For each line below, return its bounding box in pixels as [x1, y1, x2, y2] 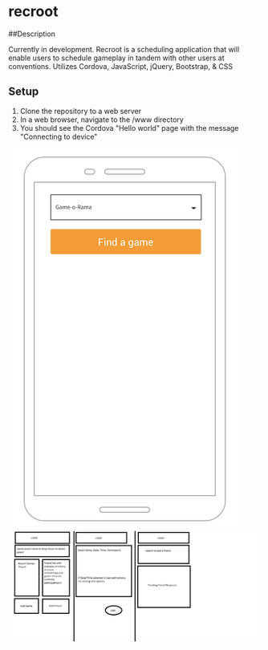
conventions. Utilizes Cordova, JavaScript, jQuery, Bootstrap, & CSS [8, 61, 233, 71]
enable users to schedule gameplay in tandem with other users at [8, 53, 225, 63]
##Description [8, 29, 56, 39]
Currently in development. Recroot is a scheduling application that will [8, 44, 240, 54]
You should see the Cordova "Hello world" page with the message [19, 123, 239, 132]
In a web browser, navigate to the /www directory [19, 115, 185, 124]
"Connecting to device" [19, 132, 98, 141]
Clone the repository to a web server [19, 106, 142, 116]
